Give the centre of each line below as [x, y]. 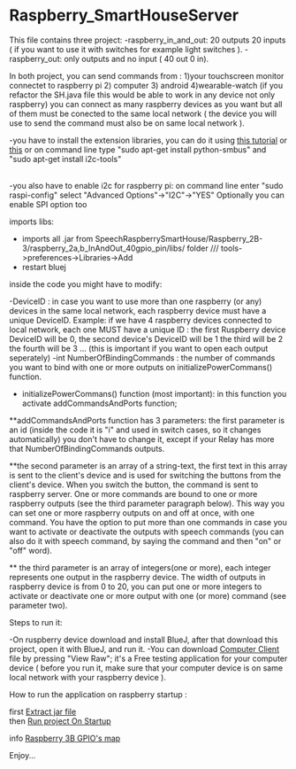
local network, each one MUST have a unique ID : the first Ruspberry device [148, 330]
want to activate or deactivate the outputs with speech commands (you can [147, 532]
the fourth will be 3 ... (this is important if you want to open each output [139, 348]
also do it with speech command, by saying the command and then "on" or [145, 540]
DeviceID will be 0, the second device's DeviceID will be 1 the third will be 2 [146, 338]
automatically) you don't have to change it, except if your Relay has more [142, 439]
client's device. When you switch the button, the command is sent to [134, 485]
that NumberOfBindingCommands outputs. [87, 448]
